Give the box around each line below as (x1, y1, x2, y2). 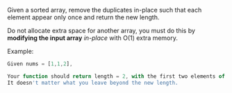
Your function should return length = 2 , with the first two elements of (7, 72, 226, 80)
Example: (7, 48, 34, 55)
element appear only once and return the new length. (7, 13, 160, 21)
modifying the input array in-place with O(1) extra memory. (7, 34, 179, 42)
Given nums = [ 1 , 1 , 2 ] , (7, 61, 73, 68)
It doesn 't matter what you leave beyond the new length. (7, 79, 179, 86)
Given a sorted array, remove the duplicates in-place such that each (7, 6, 202, 14)
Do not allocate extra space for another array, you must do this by (7, 27, 196, 34)
